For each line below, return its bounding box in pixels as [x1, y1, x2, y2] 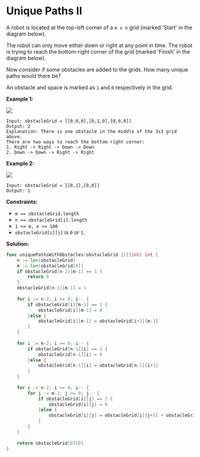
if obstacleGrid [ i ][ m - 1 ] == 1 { [27, 301, 108, 307]
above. [6, 133, 23, 139]
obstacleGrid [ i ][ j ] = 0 [48, 401, 108, 408]
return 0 [27, 274, 49, 280]
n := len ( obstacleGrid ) [17, 257, 76, 263]
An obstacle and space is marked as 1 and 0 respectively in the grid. [6, 83, 174, 91]
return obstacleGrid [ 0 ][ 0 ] [17, 440, 84, 446]
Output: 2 [6, 123, 31, 129]
